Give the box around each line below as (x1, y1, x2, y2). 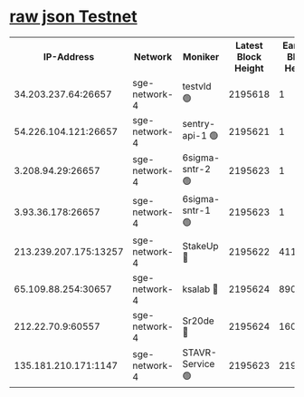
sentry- (182, 118, 215, 131)
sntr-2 (182, 162, 211, 175)
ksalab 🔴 (182, 283, 219, 295)
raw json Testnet (9, 6, 138, 27)
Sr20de (182, 315, 214, 327)
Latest (234, 39, 264, 52)
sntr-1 (182, 204, 211, 217)
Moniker (182, 50, 220, 63)
